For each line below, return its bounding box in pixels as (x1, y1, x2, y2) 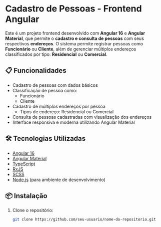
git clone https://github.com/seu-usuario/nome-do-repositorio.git (12, 217, 156, 222)
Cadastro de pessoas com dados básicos (12, 82, 98, 88)
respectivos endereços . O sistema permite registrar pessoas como (5, 40, 143, 46)
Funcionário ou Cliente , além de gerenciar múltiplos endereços (5, 46, 136, 52)
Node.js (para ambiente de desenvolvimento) (12, 177, 106, 183)
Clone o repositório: (12, 208, 53, 214)
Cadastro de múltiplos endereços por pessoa (12, 103, 106, 109)
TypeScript (12, 161, 35, 167)
